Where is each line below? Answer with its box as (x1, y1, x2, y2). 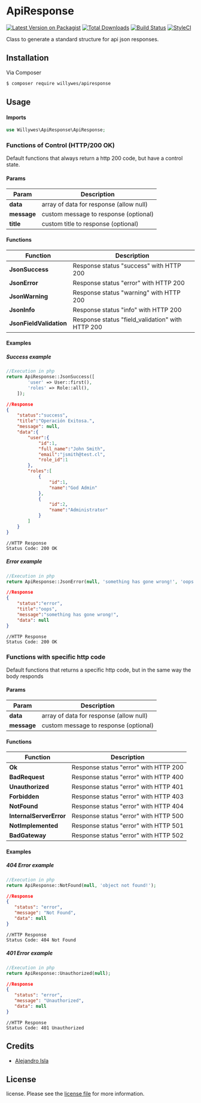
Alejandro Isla (14, 1057, 49, 1064)
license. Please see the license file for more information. (6, 1090, 145, 1098)
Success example (6, 353, 51, 360)
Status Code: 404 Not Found (6, 937, 77, 943)
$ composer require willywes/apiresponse (6, 80, 111, 86)
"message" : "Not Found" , (14, 910, 77, 916)
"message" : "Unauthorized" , (14, 998, 84, 1004)
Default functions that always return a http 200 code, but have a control (6, 154, 183, 162)
